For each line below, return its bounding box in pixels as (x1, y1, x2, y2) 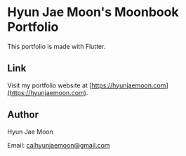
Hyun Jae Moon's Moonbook (7, 4, 179, 20)
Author (7, 109, 39, 121)
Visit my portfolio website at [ (7, 81, 92, 90)
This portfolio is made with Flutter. (7, 42, 106, 50)
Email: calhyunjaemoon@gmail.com (7, 141, 110, 149)
